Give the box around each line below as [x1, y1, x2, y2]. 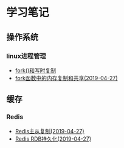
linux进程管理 [6, 51, 47, 60]
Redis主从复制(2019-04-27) [15, 127, 84, 135]
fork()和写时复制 [15, 67, 57, 74]
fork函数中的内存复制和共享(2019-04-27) [15, 74, 118, 81]
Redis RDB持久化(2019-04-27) [15, 135, 92, 142]
